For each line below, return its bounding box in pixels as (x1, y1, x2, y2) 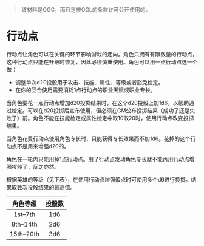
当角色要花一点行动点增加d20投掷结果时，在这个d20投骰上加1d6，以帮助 (6, 99, 189, 106)
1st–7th (13, 210, 35, 218)
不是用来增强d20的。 (16, 142, 70, 149)
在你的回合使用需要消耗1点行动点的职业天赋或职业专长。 (15, 86, 156, 94)
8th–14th (11, 220, 38, 228)
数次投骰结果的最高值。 (16, 183, 76, 191)
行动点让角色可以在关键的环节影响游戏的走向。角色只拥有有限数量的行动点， (6, 50, 198, 58)
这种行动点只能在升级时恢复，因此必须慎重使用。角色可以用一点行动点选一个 (6, 58, 198, 66)
